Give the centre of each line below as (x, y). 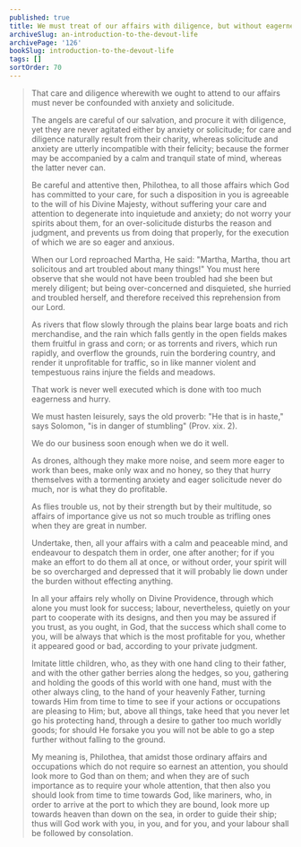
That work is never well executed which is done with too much (146, 389)
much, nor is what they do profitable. (99, 488)
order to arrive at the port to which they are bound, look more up (150, 804)
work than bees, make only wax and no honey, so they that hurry (151, 470)
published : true (39, 17)
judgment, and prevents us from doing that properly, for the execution (160, 232)
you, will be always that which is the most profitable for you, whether (158, 636)
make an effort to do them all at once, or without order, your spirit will (159, 562)
